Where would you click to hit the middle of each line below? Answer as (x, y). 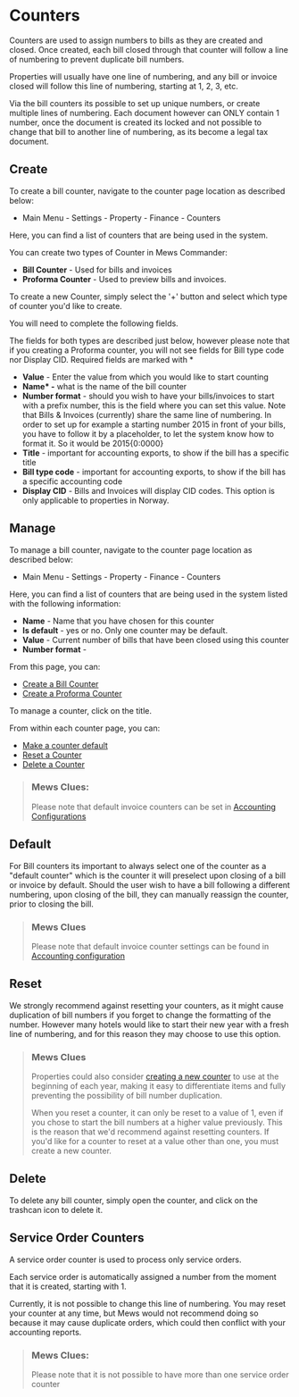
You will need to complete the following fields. (94, 323)
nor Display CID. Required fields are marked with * (101, 359)
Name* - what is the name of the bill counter (104, 386)
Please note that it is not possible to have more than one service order (160, 1375)
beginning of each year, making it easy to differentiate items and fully (158, 1086)
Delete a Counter (54, 764)
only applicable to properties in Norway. (96, 500)
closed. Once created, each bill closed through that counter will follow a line (149, 49)
